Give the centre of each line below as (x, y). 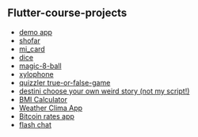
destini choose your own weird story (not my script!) (104, 91)
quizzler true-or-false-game (65, 82)
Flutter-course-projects (67, 13)
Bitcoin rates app (46, 116)
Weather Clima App (51, 108)
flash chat (35, 124)
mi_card (32, 49)
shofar (29, 40)
